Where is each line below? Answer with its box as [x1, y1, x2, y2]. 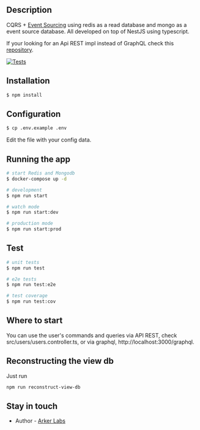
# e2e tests [6, 276, 37, 282]
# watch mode [6, 203, 40, 210]
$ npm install [6, 92, 43, 98]
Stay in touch [6, 401, 58, 411]
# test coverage [6, 293, 48, 299]
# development [6, 187, 43, 193]
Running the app [6, 154, 70, 164]
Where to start [6, 315, 63, 326]
